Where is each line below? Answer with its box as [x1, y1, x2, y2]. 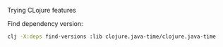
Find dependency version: [7, 20, 83, 27]
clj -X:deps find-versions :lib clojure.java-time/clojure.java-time [7, 33, 217, 40]
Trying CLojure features [7, 6, 76, 14]
